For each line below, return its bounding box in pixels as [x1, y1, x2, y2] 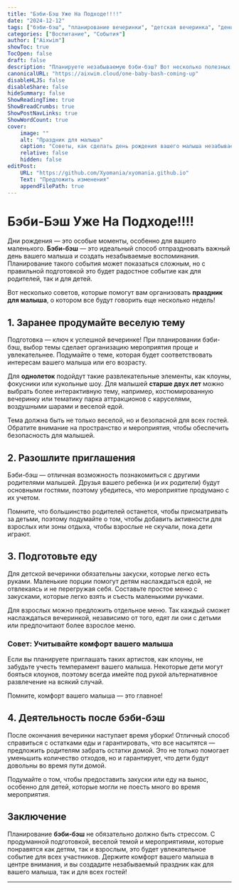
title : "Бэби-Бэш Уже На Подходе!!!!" [7, 10, 122, 18]
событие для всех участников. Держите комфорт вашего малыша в [7, 852, 214, 861]
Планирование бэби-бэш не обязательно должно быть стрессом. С [7, 829, 216, 838]
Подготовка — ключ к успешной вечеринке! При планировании [7, 335, 201, 344]
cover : [7, 122, 27, 130]
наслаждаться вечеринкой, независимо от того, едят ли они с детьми [7, 613, 221, 622]
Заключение [7, 811, 67, 823]
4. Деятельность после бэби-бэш [7, 712, 166, 724]
